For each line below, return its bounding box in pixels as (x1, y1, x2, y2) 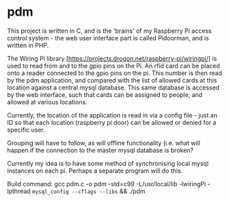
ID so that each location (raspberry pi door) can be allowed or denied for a (7, 118, 217, 126)
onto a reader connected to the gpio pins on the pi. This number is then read (7, 69, 222, 77)
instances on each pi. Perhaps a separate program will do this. (7, 167, 183, 175)
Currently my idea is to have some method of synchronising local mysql (7, 159, 209, 167)
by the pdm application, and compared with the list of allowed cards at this (7, 76, 217, 84)
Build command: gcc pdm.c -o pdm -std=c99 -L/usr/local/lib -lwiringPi (7, 179, 206, 188)
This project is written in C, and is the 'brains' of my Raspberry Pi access (7, 27, 212, 35)
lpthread (7, 187, 31, 195)
